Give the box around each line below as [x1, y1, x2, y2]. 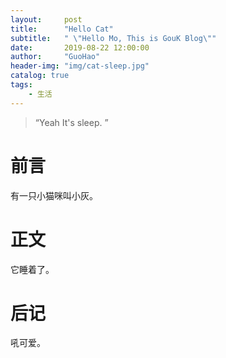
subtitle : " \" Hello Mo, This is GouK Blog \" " [10, 33, 217, 43]
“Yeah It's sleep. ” [34, 116, 109, 128]
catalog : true [10, 71, 70, 81]
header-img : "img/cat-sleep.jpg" [10, 61, 150, 71]
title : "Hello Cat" [10, 24, 114, 34]
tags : [10, 80, 33, 90]
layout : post [10, 14, 83, 25]
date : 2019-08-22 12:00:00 [10, 42, 150, 53]
